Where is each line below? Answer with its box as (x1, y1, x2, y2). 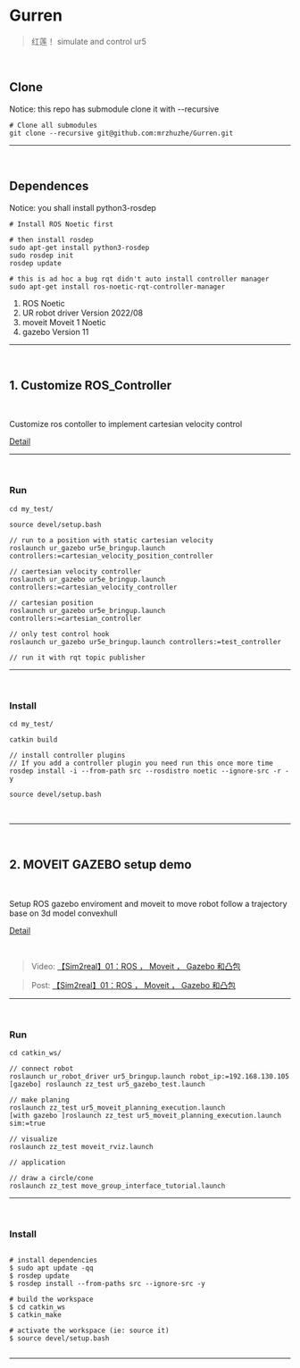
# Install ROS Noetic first (9, 220, 114, 229)
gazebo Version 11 (21, 326, 89, 337)
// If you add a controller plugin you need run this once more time (9, 759, 274, 768)
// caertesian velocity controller (9, 567, 142, 576)
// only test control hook (9, 629, 110, 639)
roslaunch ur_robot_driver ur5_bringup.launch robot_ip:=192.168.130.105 (9, 1072, 290, 1081)
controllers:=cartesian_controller (9, 614, 142, 623)
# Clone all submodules (9, 121, 98, 130)
